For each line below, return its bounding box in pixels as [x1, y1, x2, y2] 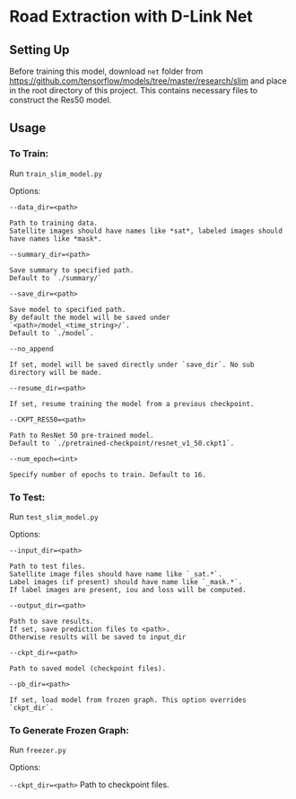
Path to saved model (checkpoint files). [9, 663, 167, 673]
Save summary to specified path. [9, 265, 135, 275]
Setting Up [9, 42, 70, 58]
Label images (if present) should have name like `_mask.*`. [9, 577, 243, 586]
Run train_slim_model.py [9, 168, 103, 179]
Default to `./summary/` [9, 273, 102, 282]
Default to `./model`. [9, 328, 94, 338]
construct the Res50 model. [9, 94, 112, 105]
